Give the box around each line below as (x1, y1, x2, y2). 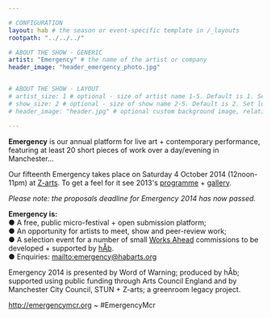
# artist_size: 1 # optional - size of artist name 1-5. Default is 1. (8, 93, 254, 101)
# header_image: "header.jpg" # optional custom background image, (8, 107, 240, 115)
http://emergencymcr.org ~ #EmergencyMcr (8, 299, 156, 310)
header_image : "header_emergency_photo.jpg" (8, 64, 161, 72)
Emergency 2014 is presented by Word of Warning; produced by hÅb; (8, 267, 240, 277)
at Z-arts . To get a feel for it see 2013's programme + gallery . (29, 178, 232, 188)
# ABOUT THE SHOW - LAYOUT (8, 85, 99, 93)
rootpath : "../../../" (8, 34, 85, 42)
